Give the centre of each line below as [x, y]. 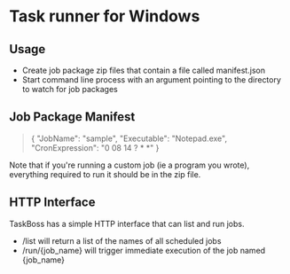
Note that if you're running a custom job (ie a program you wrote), [129, 165]
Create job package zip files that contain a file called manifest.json [144, 70]
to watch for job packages [70, 89]
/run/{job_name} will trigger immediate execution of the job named [144, 250]
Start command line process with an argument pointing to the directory [152, 80]
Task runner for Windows [105, 16]
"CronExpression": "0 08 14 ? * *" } [95, 147]
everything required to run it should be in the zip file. [105, 174]
